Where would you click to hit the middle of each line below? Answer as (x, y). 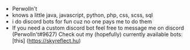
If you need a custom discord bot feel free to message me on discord (98, 28)
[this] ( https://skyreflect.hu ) (46, 41)
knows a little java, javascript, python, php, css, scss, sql (82, 15)
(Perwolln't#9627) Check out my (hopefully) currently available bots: (97, 34)
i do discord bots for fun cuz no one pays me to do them (82, 21)
